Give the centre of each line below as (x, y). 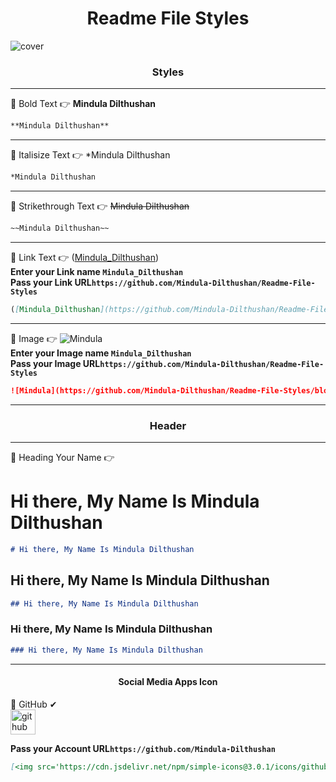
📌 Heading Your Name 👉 (62, 457)
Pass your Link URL (51, 282)
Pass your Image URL (55, 363)
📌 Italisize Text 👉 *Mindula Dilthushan (90, 155)
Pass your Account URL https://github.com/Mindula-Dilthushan (143, 748)
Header (168, 425)
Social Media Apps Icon (168, 682)
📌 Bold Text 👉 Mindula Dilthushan (83, 104)
